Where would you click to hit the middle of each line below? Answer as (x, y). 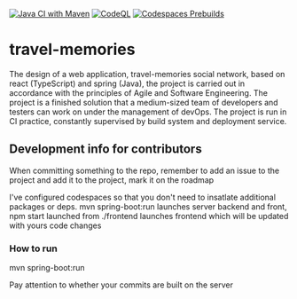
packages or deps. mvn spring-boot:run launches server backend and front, (148, 206)
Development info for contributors (106, 149)
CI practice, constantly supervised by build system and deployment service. (148, 121)
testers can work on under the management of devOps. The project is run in (148, 112)
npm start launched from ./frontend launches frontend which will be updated (149, 216)
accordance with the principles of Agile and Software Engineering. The (139, 92)
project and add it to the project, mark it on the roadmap (112, 180)
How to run (33, 248)
